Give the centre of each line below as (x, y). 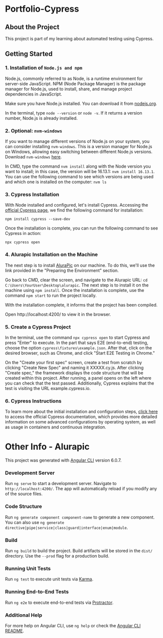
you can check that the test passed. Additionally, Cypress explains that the (80, 383)
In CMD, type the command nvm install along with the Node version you (78, 166)
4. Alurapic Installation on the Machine (51, 254)
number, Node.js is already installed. (41, 118)
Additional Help (24, 615)
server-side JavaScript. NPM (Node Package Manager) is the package (75, 83)
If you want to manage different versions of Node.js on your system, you (77, 141)
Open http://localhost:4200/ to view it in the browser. (58, 314)
